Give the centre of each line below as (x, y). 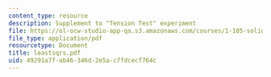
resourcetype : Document (48, 46)
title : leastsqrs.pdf (45, 53)
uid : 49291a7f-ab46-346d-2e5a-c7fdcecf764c (83, 61)
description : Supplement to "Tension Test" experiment (102, 23)
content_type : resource (48, 16)
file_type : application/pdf (56, 38)
